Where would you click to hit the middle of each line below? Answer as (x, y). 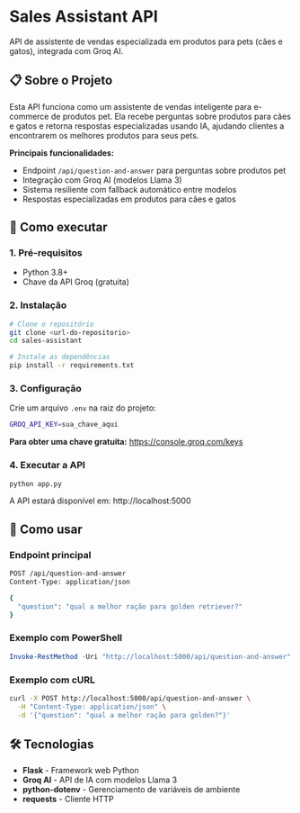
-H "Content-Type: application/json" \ (92, 707)
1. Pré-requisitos (46, 253)
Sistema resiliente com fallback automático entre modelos (129, 189)
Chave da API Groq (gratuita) (76, 282)
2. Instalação (38, 305)
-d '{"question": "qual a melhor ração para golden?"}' (124, 715)
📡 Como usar (46, 529)
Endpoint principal (50, 555)
